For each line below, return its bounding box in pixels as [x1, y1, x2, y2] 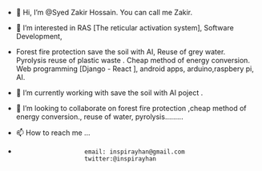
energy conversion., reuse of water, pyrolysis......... [15, 112, 183, 121]
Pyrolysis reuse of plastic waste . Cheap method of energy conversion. [15, 56, 251, 65]
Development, [15, 32, 62, 41]
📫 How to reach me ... [15, 128, 91, 137]
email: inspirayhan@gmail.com [83, 148, 186, 156]
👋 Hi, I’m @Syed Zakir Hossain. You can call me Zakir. [15, 8, 193, 17]
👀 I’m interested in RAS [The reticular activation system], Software [15, 23, 234, 32]
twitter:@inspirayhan [83, 155, 157, 163]
